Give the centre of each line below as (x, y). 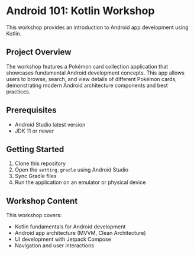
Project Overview (39, 52)
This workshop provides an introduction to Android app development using (97, 27)
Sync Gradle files (36, 176)
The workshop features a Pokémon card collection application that (87, 66)
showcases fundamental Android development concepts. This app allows (96, 73)
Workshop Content (42, 201)
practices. (18, 91)
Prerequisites (31, 110)
